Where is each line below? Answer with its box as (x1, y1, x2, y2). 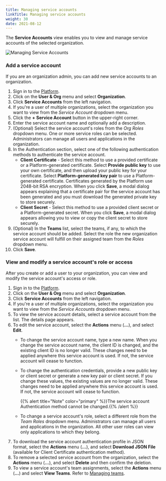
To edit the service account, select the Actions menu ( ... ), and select (12, 322, 154, 328)
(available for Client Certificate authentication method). (12, 449, 125, 455)
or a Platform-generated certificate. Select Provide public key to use (20, 162, 161, 168)
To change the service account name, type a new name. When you (20, 337, 158, 343)
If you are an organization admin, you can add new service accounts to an (5, 73, 157, 79)
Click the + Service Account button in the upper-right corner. (12, 115, 139, 121)
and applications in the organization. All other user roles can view (20, 423, 154, 429)
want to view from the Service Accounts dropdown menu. (12, 306, 131, 312)
